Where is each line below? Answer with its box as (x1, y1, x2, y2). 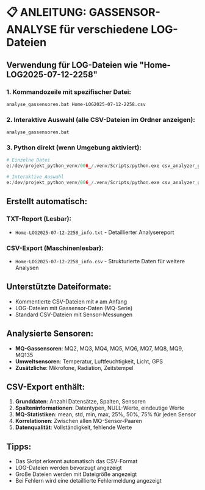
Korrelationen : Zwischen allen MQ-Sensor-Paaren (15, 417, 142, 425)
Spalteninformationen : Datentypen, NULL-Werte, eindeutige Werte (15, 404, 185, 412)
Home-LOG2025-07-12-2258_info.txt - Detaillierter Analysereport (15, 229, 174, 236)
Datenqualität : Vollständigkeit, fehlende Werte (15, 424, 132, 431)
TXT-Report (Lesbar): (6, 215, 72, 223)
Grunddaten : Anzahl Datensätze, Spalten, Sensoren (15, 398, 146, 405)
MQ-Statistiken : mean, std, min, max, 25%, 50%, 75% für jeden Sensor (15, 411, 196, 418)
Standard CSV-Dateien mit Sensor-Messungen (15, 311, 133, 318)
